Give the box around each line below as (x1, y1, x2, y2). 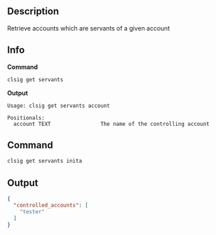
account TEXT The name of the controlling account (13, 120, 210, 127)
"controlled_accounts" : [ (13, 202, 89, 209)
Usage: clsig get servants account (7, 102, 110, 109)
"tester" (19, 208, 45, 215)
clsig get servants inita (7, 158, 82, 165)
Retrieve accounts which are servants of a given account (7, 24, 170, 32)
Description (7, 6, 59, 17)
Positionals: (7, 114, 45, 121)
